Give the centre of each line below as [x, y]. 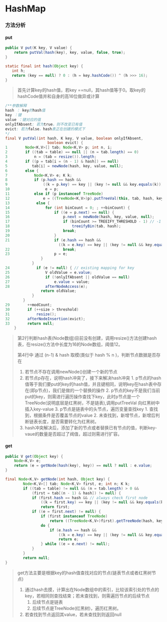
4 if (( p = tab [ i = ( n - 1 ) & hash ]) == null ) [62, 161]
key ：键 [13, 115]
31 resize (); [31, 314]
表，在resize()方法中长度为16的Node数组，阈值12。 [70, 345]
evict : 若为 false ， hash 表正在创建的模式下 [45, 129]
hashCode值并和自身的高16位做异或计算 [58, 96]
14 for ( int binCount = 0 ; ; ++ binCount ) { [68, 208]
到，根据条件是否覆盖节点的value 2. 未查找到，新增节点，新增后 [90, 415]
